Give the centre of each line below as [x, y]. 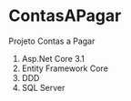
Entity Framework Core [65, 68]
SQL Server [43, 87]
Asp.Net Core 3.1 [53, 58]
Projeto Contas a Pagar [52, 41]
